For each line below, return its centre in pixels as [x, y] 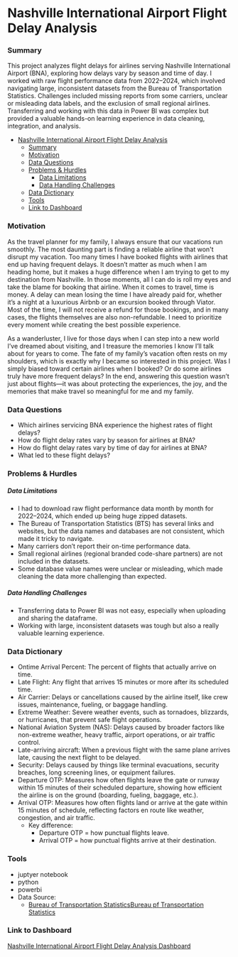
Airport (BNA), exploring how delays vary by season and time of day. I [109, 73]
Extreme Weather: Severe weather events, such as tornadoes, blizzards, [123, 712]
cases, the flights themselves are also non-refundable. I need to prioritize [115, 317]
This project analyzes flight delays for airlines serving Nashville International [119, 66]
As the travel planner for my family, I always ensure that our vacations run [115, 241]
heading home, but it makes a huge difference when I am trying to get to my [118, 272]
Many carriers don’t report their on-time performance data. [104, 546]
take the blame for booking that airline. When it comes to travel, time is [111, 287]
